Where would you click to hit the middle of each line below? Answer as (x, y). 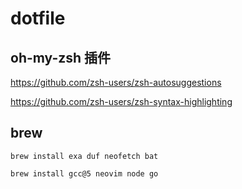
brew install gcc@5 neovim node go (84, 173)
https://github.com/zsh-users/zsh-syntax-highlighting (121, 101)
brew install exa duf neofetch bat (84, 156)
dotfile (38, 18)
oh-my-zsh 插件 (61, 57)
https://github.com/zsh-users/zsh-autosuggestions (116, 82)
